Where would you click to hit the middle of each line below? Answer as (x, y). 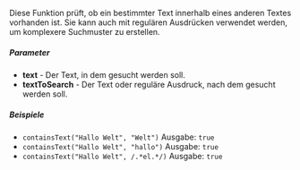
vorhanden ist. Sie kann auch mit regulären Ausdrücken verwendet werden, (149, 22)
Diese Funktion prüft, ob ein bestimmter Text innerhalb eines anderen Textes (150, 13)
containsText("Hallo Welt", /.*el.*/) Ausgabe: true (122, 156)
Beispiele (27, 115)
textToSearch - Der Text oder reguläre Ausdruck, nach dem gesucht (149, 84)
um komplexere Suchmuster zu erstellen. (85, 32)
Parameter (30, 52)
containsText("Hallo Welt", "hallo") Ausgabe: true (120, 146)
